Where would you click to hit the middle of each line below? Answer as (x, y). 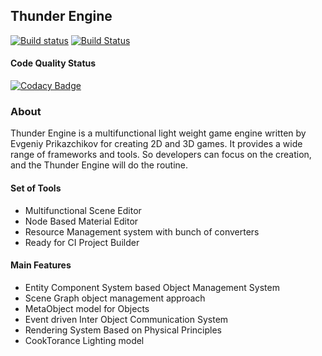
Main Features (41, 265)
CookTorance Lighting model (84, 340)
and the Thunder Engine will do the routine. (99, 165)
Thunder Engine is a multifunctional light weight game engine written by (158, 133)
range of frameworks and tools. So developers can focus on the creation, (161, 155)
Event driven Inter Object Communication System (126, 319)
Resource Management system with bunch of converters (142, 231)
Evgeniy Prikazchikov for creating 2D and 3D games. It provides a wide (156, 144)
